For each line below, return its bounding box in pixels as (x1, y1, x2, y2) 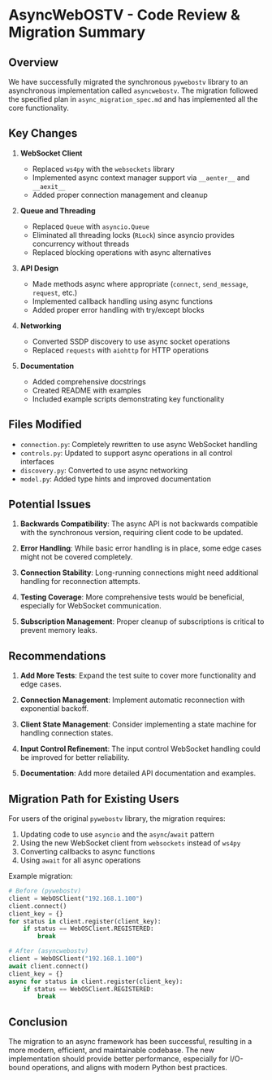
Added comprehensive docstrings (32, 376, 146, 386)
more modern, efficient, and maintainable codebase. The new (8, 1045, 215, 1056)
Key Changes (8, 126, 78, 140)
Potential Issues (8, 498, 92, 511)
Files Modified (8, 418, 83, 432)
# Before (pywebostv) (8, 887, 82, 895)
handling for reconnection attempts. (19, 577, 140, 586)
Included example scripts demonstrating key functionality (32, 393, 225, 404)
